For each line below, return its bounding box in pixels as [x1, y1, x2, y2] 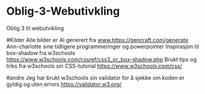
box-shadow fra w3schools [6, 49, 75, 56]
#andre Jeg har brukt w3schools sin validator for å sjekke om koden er [6, 74, 185, 81]
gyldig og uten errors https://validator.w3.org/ [6, 81, 122, 88]
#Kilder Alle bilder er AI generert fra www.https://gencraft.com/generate [6, 36, 188, 43]
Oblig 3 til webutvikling [6, 24, 64, 32]
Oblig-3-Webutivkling [6, 4, 121, 18]
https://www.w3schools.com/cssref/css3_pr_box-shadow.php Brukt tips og [6, 56, 197, 63]
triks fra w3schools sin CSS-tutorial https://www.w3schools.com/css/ [6, 62, 182, 70]
